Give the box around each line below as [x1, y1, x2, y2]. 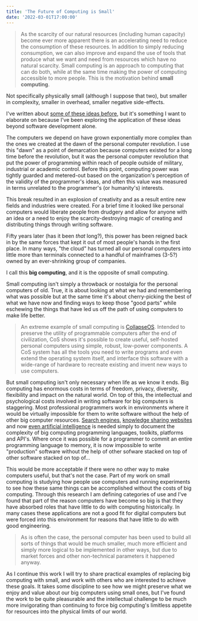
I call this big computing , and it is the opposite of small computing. [6, 269, 169, 276]
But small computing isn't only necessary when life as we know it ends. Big [6, 379, 189, 386]
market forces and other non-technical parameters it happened [20, 552, 175, 559]
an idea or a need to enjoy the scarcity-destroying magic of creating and [6, 214, 183, 222]
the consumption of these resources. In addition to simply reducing [20, 43, 184, 50]
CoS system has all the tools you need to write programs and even [20, 348, 183, 355]
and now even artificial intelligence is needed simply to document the [6, 422, 176, 429]
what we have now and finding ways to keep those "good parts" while [6, 299, 177, 306]
